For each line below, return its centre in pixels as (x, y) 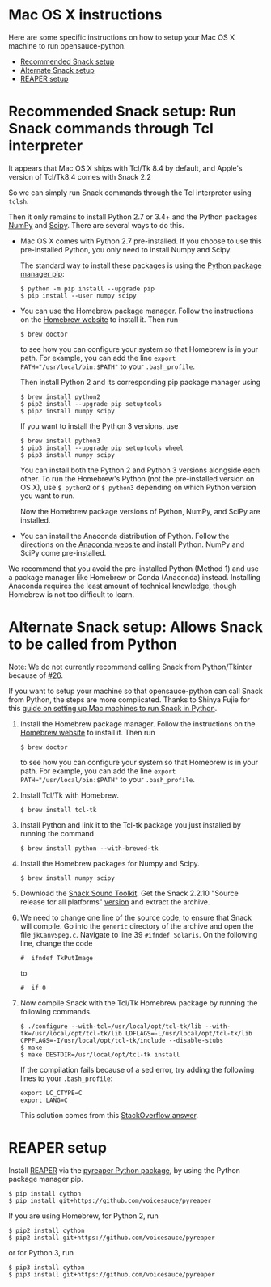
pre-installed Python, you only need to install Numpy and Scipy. (126, 249)
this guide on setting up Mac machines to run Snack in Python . (113, 708)
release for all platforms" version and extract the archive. (115, 902)
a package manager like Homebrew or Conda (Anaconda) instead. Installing (135, 577)
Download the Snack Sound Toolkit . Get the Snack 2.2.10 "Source (129, 893)
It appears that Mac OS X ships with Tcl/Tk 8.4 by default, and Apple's (125, 168)
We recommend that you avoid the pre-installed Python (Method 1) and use (133, 569)
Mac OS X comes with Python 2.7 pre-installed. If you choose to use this (141, 241)
